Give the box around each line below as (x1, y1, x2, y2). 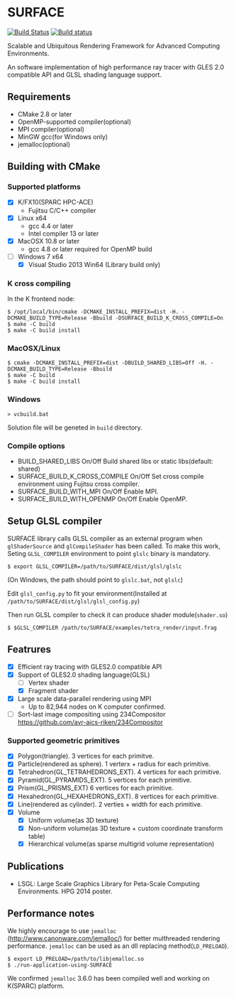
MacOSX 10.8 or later (17, 236, 80, 245)
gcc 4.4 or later (28, 222, 74, 230)
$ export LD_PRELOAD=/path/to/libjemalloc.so (7, 955, 144, 962)
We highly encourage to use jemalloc (7, 926, 117, 935)
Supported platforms (7, 182, 82, 192)
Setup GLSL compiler (7, 516, 103, 528)
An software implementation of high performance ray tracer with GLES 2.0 (7, 62, 225, 71)
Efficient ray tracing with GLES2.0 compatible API (17, 662, 162, 671)
